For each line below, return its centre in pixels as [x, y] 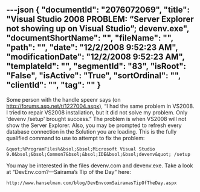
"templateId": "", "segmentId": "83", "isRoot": [96, 67]
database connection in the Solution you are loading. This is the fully [92, 131]
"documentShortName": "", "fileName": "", [90, 38]
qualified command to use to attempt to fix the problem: [76, 138]
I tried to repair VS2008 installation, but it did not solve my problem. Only [97, 112]
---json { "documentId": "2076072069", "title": [98, 10]
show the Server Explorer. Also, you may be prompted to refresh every [94, 125]
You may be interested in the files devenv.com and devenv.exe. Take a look [100, 166]
